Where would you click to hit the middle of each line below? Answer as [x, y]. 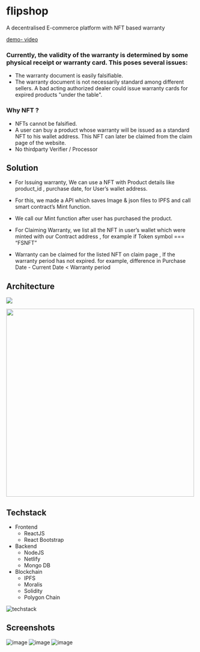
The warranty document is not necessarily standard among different [99, 82]
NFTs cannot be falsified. [46, 123]
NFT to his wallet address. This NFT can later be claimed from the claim [104, 136]
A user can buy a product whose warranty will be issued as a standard [102, 130]
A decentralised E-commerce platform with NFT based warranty [86, 28]
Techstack [26, 512]
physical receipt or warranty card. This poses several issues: [97, 63]
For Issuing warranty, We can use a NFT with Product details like [95, 182]
